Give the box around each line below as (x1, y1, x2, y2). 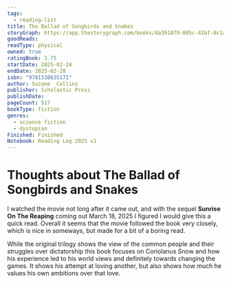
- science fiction (13, 118, 67, 126)
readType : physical (7, 42, 63, 49)
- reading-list (13, 16, 57, 23)
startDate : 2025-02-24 (7, 61, 72, 68)
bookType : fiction (7, 106, 60, 113)
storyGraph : (7, 29, 41, 36)
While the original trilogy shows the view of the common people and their (7, 240, 214, 248)
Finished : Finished (7, 131, 63, 138)
